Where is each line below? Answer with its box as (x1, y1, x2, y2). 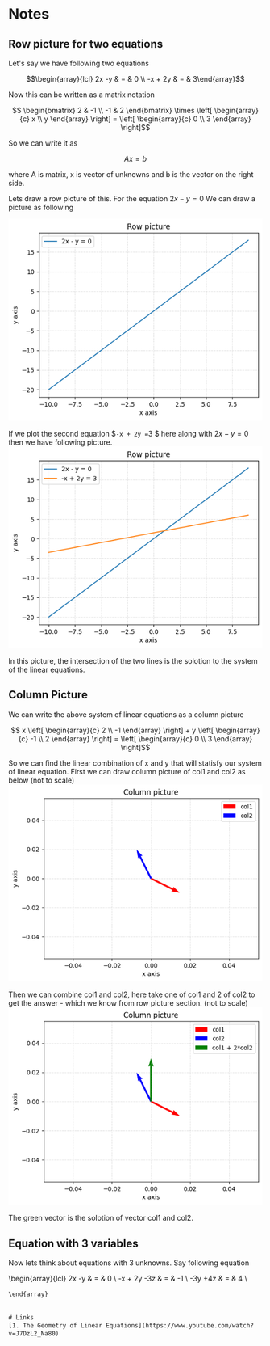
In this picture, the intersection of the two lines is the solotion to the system (8, 656, 258, 665)
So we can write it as (8, 138, 78, 148)
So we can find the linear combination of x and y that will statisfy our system (8, 757, 262, 768)
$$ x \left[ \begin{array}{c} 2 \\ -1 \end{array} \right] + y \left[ (10, 725, 214, 735)
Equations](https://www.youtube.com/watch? (106, 1321, 254, 1330)
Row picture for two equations (8, 37, 164, 51)
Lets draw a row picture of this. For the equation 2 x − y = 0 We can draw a (8, 194, 256, 203)
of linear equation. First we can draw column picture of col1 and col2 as (8, 766, 246, 776)
